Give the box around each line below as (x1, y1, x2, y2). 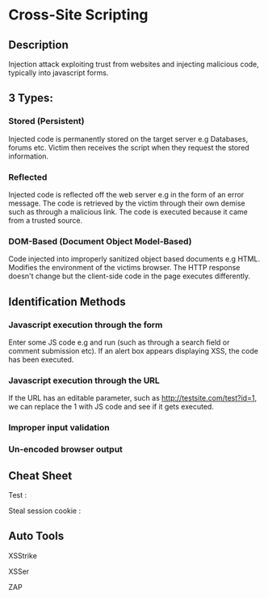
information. (8, 151, 49, 161)
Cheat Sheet (8, 469, 73, 482)
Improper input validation (8, 422, 111, 434)
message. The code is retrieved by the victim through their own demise (8, 198, 245, 208)
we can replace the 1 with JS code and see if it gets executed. (8, 402, 214, 412)
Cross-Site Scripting (8, 6, 149, 24)
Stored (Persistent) (8, 116, 85, 127)
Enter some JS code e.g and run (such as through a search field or (8, 337, 230, 347)
